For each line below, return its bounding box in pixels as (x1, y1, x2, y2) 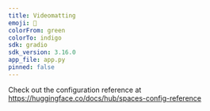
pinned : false (8, 63, 55, 71)
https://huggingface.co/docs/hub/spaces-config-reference (8, 93, 202, 103)
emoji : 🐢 (8, 19, 37, 27)
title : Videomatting (8, 11, 77, 20)
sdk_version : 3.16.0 (8, 48, 77, 56)
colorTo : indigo (8, 33, 62, 42)
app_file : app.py (8, 56, 66, 64)
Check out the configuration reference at (8, 85, 142, 94)
